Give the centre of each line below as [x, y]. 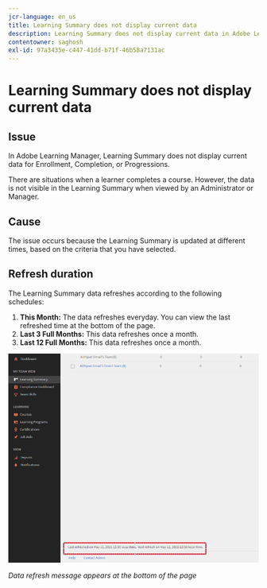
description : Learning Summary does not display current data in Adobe [129, 33]
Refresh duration [51, 274]
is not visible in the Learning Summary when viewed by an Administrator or [131, 188]
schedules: [26, 301]
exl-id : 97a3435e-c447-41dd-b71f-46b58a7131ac [87, 50]
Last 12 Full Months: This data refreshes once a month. [110, 342]
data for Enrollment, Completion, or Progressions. [89, 164]
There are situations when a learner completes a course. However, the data [132, 180]
